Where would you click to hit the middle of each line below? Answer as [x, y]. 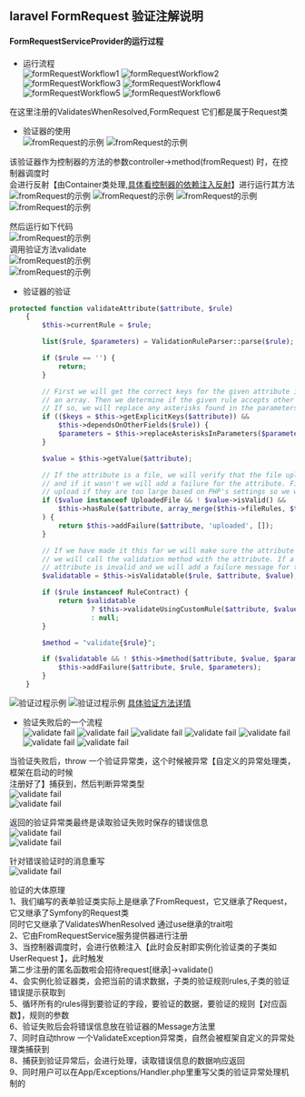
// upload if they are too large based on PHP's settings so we [166, 492]
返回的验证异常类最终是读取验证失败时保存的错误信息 [109, 822]
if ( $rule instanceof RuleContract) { [115, 593]
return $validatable [97, 601]
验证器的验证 [46, 291]
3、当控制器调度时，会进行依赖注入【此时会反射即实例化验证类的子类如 [143, 946]
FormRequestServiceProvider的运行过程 [87, 41]
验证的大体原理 [37, 890]
